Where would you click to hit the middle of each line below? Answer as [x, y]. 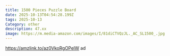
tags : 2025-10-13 [24, 19]
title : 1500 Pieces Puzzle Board [41, 10]
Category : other [22, 24]
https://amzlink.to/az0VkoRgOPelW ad [46, 48]
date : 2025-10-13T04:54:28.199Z [39, 15]
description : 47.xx [26, 29]
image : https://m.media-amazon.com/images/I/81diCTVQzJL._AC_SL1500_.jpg [85, 34]
